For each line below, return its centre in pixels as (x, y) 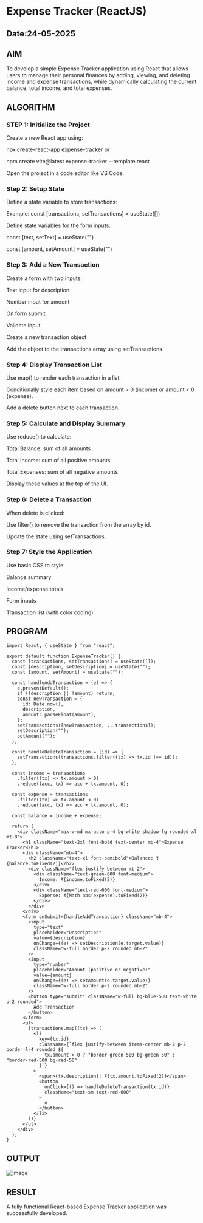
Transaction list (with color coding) (50, 612)
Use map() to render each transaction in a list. (64, 377)
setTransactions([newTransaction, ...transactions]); (87, 725)
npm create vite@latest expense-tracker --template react (78, 162)
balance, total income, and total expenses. (59, 88)
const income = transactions (49, 773)
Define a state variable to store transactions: (62, 202)
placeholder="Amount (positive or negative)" (92, 970)
